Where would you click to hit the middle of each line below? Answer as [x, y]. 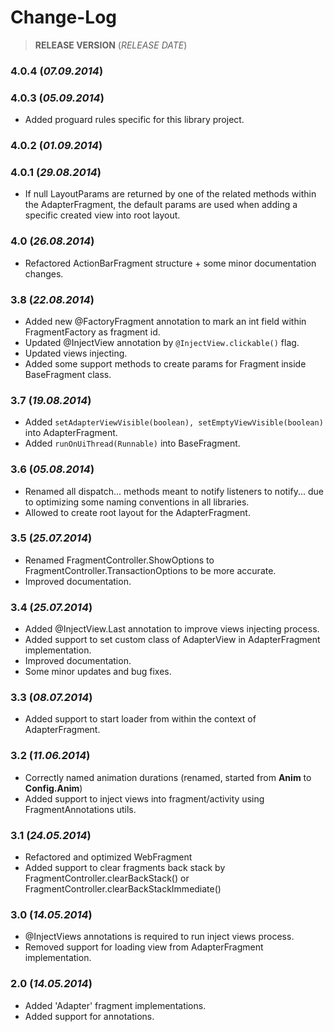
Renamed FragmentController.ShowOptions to [119, 560]
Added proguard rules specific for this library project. [134, 120]
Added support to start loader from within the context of [140, 719]
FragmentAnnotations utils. [80, 809]
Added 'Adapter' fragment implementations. [115, 1005]
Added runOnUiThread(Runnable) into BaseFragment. [132, 443]
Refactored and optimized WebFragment [108, 857]
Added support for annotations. [89, 1016]
